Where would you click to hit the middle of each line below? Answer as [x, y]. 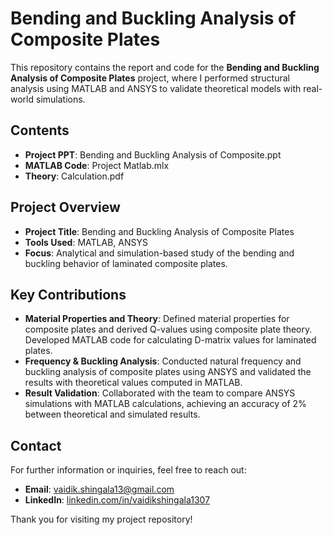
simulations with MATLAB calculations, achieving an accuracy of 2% [165, 404]
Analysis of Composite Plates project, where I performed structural [150, 78]
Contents [40, 130]
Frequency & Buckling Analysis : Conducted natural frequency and [163, 361]
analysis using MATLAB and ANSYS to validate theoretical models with [156, 88]
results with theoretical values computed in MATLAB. [133, 383]
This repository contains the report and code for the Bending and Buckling [165, 67]
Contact [36, 445]
